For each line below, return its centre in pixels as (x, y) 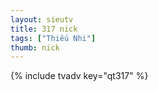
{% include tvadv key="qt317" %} (79, 76)
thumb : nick (35, 47)
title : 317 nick (44, 29)
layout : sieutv (42, 19)
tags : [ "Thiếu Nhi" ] (53, 38)
